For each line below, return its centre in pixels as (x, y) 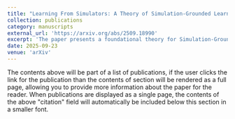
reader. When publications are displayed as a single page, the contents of (113, 94)
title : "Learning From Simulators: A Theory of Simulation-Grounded (109, 14)
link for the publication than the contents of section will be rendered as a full (117, 79)
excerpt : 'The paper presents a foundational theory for (92, 40)
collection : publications (45, 20)
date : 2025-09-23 (33, 46)
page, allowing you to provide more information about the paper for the (109, 87)
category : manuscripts (40, 26)
